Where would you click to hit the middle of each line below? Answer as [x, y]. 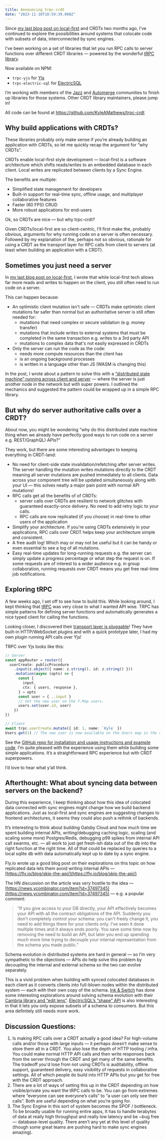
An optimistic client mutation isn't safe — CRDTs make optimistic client [84, 307]
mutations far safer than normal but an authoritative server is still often [83, 312]
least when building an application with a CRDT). [54, 250]
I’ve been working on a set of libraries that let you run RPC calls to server [79, 48]
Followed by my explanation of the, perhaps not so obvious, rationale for [78, 239]
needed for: [24, 317]
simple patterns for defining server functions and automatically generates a [82, 612]
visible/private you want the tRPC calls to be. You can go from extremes [85, 1091]
